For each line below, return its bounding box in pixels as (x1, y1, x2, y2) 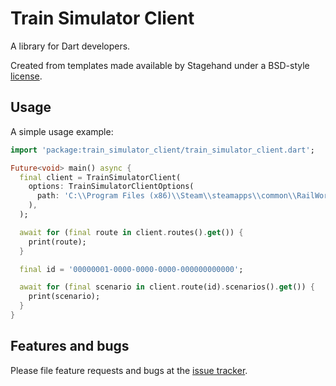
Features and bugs (10, 338, 130, 355)
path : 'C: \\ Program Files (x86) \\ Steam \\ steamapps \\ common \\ (36, 191, 298, 201)
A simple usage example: (10, 125, 114, 137)
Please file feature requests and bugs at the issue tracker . (10, 364, 248, 376)
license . (10, 70, 43, 82)
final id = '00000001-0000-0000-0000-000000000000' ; (19, 264, 244, 274)
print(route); (28, 237, 87, 247)
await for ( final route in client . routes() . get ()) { (19, 227, 244, 237)
